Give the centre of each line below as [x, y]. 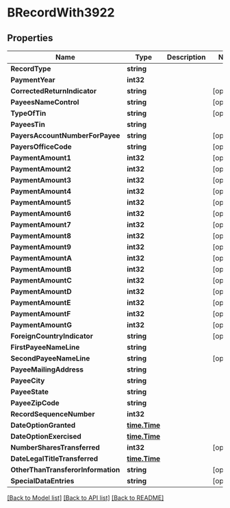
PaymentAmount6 [41, 214]
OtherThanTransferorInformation [65, 470]
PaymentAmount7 [41, 225]
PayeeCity [28, 380]
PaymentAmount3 [41, 180]
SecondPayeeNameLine [50, 358]
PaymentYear [33, 80]
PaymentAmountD [41, 291]
